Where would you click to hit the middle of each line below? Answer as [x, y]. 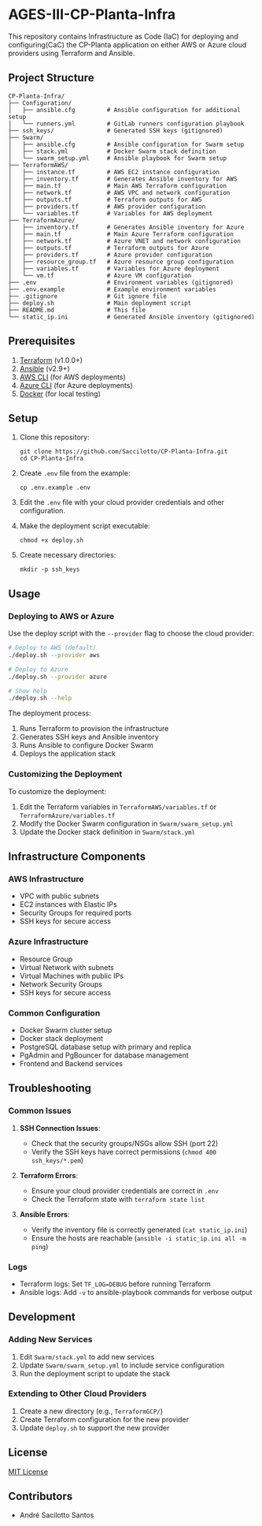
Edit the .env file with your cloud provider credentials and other [122, 502]
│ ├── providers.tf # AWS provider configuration [107, 207]
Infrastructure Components [77, 856]
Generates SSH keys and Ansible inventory [89, 737]
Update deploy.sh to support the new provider [94, 1427]
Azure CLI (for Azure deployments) [76, 385]
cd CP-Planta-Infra [52, 459]
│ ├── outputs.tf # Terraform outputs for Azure [109, 248]
